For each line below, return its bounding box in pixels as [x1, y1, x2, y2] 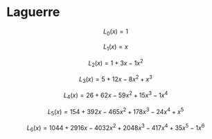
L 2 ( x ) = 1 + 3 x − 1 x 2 [88, 57, 143, 68]
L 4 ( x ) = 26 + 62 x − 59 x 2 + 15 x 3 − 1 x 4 [63, 90, 168, 101]
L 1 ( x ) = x [103, 42, 129, 52]
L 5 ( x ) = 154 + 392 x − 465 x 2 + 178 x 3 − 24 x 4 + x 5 [47, 106, 184, 117]
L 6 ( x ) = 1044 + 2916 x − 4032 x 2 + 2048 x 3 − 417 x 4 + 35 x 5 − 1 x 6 [26, 122, 205, 133]
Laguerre [6, 4, 60, 20]
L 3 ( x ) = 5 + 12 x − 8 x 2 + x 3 [78, 74, 153, 85]
